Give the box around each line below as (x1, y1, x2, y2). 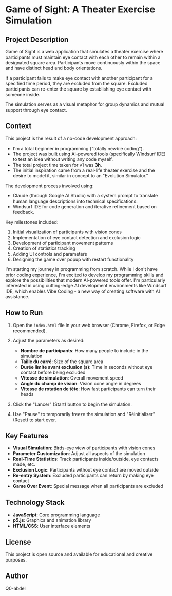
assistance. (5, 293, 30, 299)
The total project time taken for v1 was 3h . (12, 161, 102, 168)
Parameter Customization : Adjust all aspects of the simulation (12, 450, 145, 457)
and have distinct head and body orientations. (5, 65, 103, 71)
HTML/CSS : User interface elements (12, 523, 91, 529)
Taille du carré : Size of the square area (20, 358, 104, 365)
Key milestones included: (5, 219, 59, 225)
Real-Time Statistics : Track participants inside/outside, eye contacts (12, 456, 159, 462)
